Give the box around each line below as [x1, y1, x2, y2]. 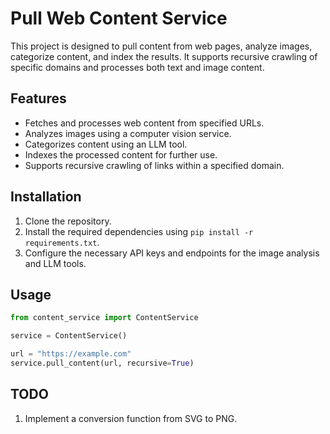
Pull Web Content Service [10, 7, 228, 30]
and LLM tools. [24, 257, 87, 269]
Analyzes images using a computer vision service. [24, 127, 232, 139]
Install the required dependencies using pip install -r [24, 225, 254, 237]
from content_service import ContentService [10, 313, 199, 323]
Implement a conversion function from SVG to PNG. [24, 412, 238, 424]
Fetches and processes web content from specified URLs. [24, 117, 265, 129]
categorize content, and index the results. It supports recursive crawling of [10, 50, 318, 62]
